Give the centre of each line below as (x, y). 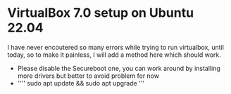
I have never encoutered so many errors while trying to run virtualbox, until (115, 47)
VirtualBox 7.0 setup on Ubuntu (101, 13)
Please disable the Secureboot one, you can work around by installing (119, 68)
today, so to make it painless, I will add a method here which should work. (114, 55)
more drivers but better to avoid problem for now (88, 76)
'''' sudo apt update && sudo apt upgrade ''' (81, 83)
